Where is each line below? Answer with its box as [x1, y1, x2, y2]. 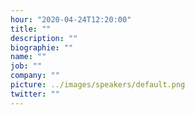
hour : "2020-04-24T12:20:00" [10, 14, 132, 25]
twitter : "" [10, 89, 60, 99]
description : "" [10, 33, 78, 43]
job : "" [10, 61, 43, 71]
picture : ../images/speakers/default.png [10, 80, 186, 90]
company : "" [10, 71, 60, 81]
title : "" [10, 24, 52, 34]
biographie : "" [10, 42, 74, 53]
